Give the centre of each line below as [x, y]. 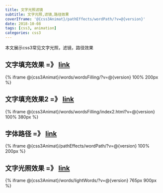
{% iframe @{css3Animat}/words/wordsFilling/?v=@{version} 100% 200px [82, 77]
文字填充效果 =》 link [38, 65]
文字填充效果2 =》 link [40, 99]
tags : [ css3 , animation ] [31, 28]
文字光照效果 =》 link [38, 168]
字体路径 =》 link [31, 134]
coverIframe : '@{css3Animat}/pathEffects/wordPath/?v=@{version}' [75, 19]
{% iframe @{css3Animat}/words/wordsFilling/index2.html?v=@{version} [80, 111]
